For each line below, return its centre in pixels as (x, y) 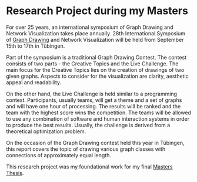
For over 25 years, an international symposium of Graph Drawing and (90, 27)
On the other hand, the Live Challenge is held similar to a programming (92, 94)
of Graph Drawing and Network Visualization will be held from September (95, 39)
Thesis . (15, 173)
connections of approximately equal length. (59, 155)
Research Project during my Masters (97, 11)
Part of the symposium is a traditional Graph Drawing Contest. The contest (96, 57)
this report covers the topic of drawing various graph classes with (86, 149)
